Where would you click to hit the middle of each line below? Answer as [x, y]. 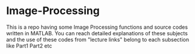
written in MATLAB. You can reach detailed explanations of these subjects [97, 33]
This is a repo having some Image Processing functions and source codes [97, 27]
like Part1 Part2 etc [29, 46]
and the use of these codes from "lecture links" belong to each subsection [98, 39]
